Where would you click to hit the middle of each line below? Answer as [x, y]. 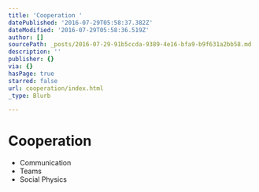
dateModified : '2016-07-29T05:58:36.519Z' [79, 30]
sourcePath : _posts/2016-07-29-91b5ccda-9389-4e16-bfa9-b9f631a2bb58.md [130, 45]
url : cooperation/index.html [56, 88]
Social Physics [43, 179]
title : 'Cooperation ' [45, 15]
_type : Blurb [30, 96]
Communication [45, 163]
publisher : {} [31, 60]
